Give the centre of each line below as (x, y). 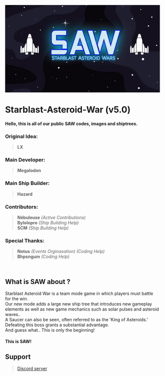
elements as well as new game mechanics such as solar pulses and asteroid (82, 309)
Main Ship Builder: (27, 183)
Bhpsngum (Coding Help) (43, 257)
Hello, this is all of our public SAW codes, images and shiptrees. (71, 124)
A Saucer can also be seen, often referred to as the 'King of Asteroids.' (77, 319)
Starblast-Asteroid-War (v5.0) (68, 110)
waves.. (13, 314)
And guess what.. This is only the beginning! (50, 330)
